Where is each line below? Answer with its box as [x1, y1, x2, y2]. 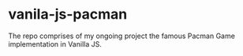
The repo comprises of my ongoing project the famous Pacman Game [8, 31, 235, 40]
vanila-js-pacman [8, 5, 128, 23]
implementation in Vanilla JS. [8, 39, 103, 48]
